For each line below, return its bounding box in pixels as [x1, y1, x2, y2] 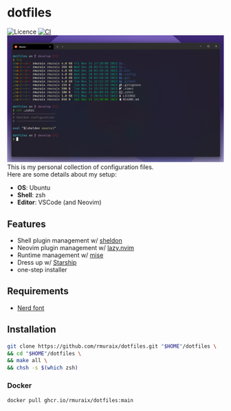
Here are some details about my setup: [7, 170, 117, 179]
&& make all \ [7, 357, 48, 364]
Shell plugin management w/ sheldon [16, 236, 122, 245]
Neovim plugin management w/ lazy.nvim [16, 244, 135, 252]
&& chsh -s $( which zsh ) [7, 364, 78, 372]
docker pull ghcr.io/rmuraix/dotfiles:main [7, 397, 134, 404]
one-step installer [16, 266, 67, 274]
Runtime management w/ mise [16, 251, 104, 259]
